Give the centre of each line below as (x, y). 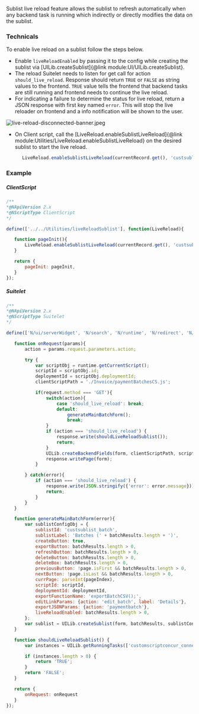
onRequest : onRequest (51, 694)
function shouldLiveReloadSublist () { (62, 640)
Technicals (22, 36)
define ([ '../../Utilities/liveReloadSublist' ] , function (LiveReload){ (95, 229)
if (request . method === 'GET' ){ (74, 393)
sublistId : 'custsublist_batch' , (76, 530)
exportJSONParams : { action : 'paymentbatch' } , (92, 607)
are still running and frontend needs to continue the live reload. (92, 93)
